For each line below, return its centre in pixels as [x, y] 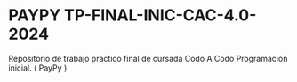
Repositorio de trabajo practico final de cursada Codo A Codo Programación [148, 58]
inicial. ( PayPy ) [38, 68]
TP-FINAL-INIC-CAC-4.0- [161, 15]
